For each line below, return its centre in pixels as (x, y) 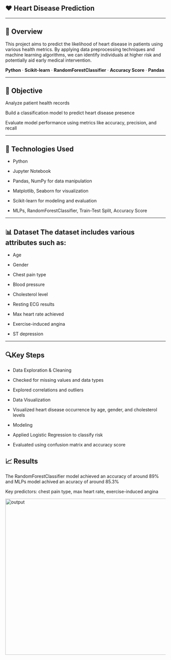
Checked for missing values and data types (58, 380)
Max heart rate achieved (38, 314)
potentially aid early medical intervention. (49, 60)
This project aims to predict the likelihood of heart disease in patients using (84, 44)
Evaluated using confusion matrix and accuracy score (69, 444)
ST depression (28, 334)
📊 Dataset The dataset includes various (70, 232)
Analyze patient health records (37, 103)
